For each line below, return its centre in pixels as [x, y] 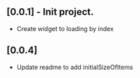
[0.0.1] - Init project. [50, 12]
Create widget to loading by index [65, 28]
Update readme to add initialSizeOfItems [75, 67]
